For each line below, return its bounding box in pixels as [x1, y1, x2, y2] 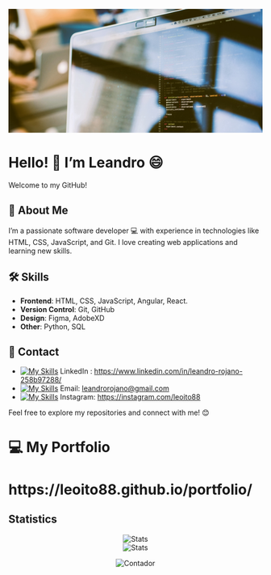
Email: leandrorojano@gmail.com [60, 383, 169, 393]
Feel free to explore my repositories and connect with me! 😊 [8, 408, 210, 417]
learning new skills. [8, 246, 73, 256]
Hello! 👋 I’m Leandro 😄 [8, 154, 164, 172]
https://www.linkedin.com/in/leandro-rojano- [94, 366, 244, 376]
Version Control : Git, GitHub [19, 304, 115, 314]
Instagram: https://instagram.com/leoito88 [60, 392, 201, 402]
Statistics [8, 513, 58, 526]
